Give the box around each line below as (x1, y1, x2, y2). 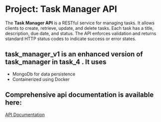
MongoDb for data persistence (12, 71, 76, 77)
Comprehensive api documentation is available (5, 91, 154, 99)
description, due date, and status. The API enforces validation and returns (5, 30, 157, 36)
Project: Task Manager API (5, 3, 117, 15)
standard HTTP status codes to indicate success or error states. (5, 36, 137, 42)
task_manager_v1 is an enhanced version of (5, 50, 143, 59)
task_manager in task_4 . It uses (5, 58, 107, 66)
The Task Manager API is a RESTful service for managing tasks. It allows (5, 20, 155, 26)
